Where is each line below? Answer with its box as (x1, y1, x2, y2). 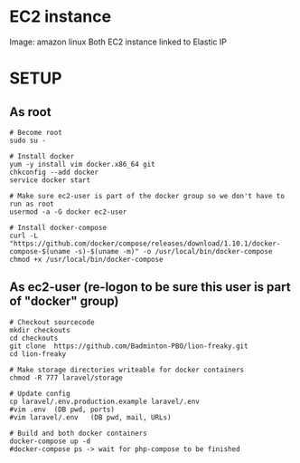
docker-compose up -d (9, 437, 91, 446)
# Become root (9, 128, 63, 137)
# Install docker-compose (9, 223, 107, 232)
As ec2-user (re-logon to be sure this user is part (9, 279, 291, 295)
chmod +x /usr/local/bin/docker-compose (9, 255, 164, 264)
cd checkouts (9, 333, 59, 342)
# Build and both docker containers (9, 429, 147, 438)
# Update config (9, 389, 70, 398)
